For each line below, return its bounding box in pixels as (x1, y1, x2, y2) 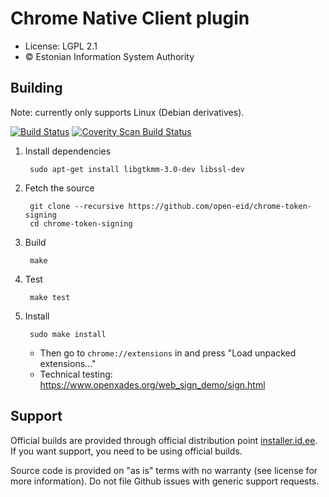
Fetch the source (24, 182, 95, 194)
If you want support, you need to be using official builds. (10, 445, 243, 457)
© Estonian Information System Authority (24, 50, 195, 62)
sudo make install (29, 329, 107, 339)
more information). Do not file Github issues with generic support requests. (10, 475, 320, 487)
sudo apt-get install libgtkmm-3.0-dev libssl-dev (29, 164, 245, 174)
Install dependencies (24, 145, 112, 157)
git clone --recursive (29, 201, 125, 211)
